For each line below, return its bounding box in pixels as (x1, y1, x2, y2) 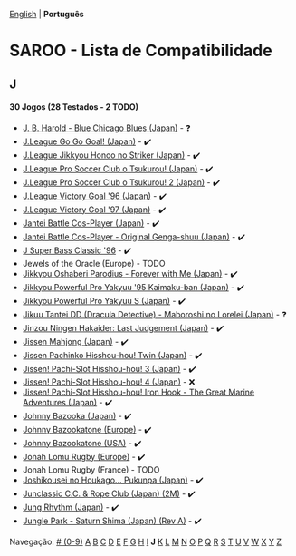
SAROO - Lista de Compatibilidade (9, 41, 273, 61)
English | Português (9, 9, 84, 19)
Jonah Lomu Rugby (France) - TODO (22, 463, 160, 475)
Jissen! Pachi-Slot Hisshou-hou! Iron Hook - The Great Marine (22, 386, 255, 397)
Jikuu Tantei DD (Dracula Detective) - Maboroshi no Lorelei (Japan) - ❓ (22, 308, 287, 319)
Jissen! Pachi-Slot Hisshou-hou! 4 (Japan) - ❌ (22, 376, 196, 387)
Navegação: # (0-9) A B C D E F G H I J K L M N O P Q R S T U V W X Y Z (9, 536, 282, 547)
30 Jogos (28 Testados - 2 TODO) (9, 102, 138, 112)
